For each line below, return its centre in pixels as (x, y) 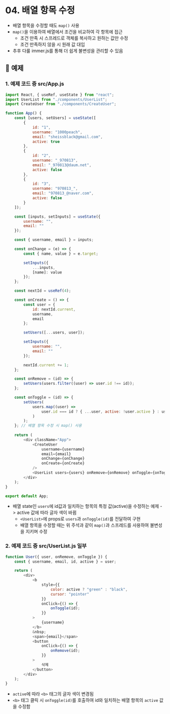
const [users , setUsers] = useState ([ (55, 118)
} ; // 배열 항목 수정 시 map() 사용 (48, 426)
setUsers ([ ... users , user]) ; (54, 333)
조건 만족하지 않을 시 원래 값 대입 (52, 44)
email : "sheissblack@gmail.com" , (67, 137)
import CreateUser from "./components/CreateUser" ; (61, 104)
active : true (46, 142)
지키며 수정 (36, 532)
